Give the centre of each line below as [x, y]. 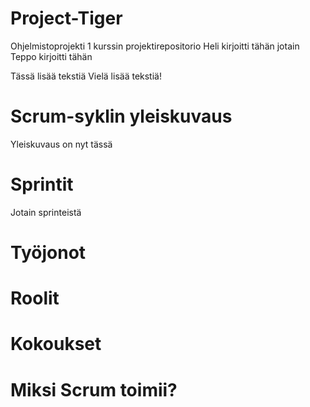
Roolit [35, 298]
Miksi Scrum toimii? [94, 389]
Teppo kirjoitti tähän [51, 56]
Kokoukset [56, 344]
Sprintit [42, 184]
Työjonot [48, 253]
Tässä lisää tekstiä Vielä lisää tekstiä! [86, 76]
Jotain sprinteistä [46, 212]
